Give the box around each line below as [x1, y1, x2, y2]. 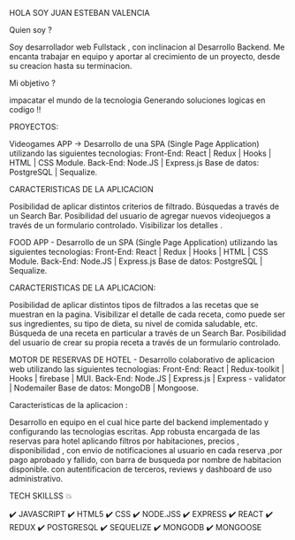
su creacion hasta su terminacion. [9, 61, 132, 71]
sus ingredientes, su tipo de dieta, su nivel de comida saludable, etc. [9, 319, 259, 328]
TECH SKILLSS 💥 [9, 490, 72, 501]
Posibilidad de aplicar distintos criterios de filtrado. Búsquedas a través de [9, 201, 280, 212]
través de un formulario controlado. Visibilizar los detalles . [9, 220, 223, 230]
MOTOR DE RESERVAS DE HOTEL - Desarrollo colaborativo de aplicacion [9, 354, 276, 365]
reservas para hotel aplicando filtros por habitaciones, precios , [9, 436, 240, 446]
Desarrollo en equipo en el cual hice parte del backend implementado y [9, 417, 269, 428]
